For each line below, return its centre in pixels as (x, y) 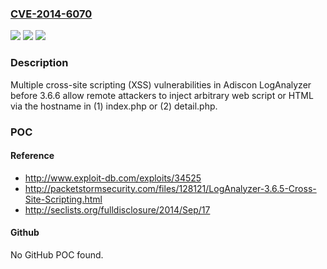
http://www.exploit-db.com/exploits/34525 (113, 178)
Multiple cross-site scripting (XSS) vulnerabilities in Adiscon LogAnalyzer (161, 84)
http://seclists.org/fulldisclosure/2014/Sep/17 (117, 209)
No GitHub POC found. (57, 254)
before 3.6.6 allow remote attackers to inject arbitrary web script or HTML (162, 95)
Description (39, 63)
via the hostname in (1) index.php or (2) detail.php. (114, 106)
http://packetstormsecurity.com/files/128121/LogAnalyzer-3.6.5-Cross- (170, 188)
